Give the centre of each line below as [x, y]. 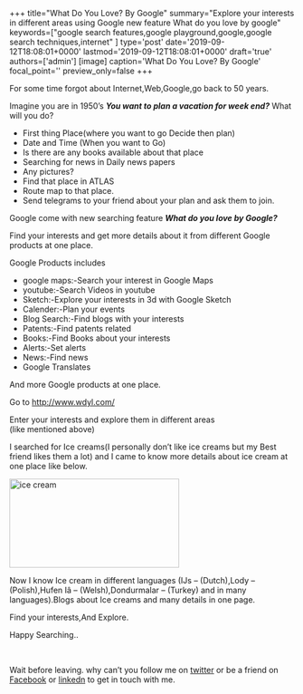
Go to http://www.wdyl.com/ [62, 402]
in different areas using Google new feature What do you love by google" [145, 23]
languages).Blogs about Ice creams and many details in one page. [133, 600]
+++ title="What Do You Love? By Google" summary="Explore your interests [152, 13]
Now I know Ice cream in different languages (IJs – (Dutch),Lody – [133, 580]
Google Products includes [57, 263]
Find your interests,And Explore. [69, 617]
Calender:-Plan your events [73, 309]
